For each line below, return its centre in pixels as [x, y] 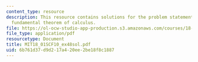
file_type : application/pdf [41, 34]
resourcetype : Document [35, 39]
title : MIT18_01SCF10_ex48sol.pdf [49, 45]
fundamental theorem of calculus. [54, 22]
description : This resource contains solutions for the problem [87, 17]
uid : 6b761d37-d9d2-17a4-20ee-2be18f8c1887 [60, 50]
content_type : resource [35, 12]
